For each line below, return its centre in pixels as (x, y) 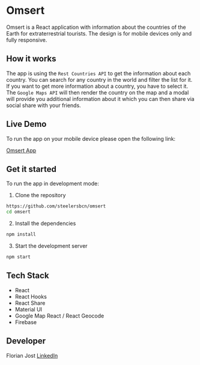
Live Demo (26, 124)
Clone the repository (40, 195)
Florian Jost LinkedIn (32, 355)
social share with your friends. (44, 105)
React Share (30, 303)
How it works (31, 59)
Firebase (26, 322)
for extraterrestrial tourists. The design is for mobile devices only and (106, 33)
